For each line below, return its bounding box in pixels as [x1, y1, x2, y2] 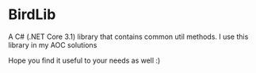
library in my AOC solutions [8, 40, 97, 49]
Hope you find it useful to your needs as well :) [8, 56, 161, 65]
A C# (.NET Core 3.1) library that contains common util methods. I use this [8, 32, 249, 41]
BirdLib [8, 6, 56, 24]
